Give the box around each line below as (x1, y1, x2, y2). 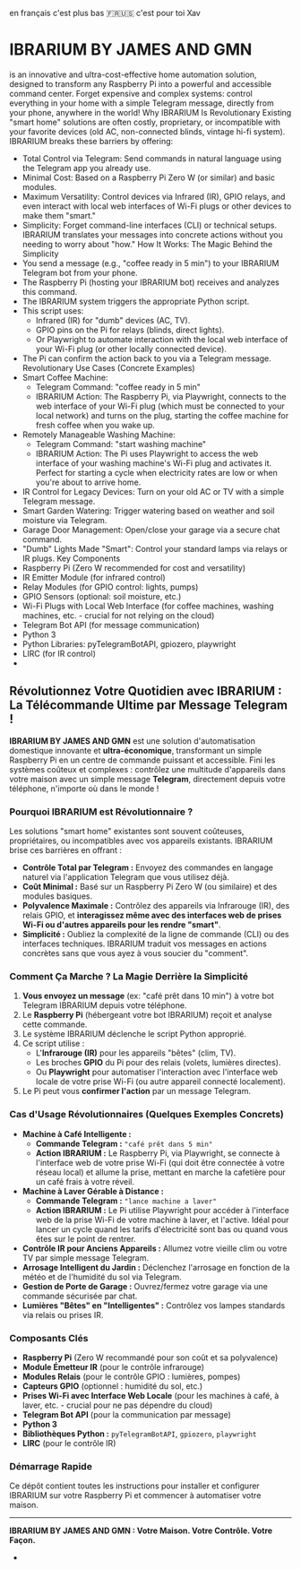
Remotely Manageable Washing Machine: (21, 429, 176, 440)
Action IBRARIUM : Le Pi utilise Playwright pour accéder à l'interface (35, 1204, 289, 1215)
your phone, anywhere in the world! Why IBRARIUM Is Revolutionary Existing (9, 107, 292, 117)
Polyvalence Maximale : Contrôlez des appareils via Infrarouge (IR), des (21, 901, 290, 911)
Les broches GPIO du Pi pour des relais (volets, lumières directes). (35, 1057, 281, 1068)
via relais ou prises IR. (21, 1309, 104, 1320)
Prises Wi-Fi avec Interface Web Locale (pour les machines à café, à (21, 1390, 279, 1401)
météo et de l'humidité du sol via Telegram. (21, 1272, 182, 1282)
